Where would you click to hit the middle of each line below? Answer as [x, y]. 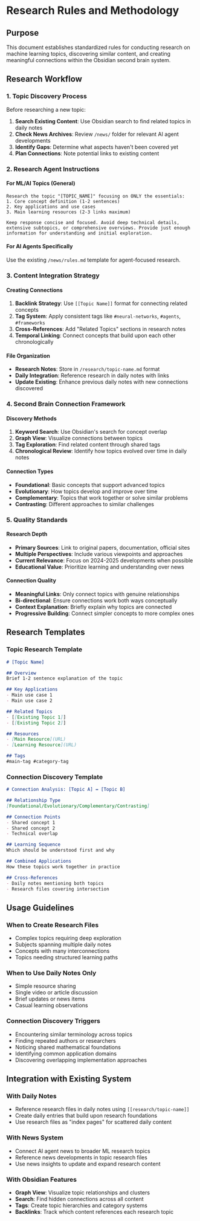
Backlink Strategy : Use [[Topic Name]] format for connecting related [101, 303]
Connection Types [30, 471]
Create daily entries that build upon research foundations [86, 1116]
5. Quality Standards [37, 520]
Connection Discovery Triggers [53, 1021]
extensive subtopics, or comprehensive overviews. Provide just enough [98, 228]
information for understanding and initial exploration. [79, 233]
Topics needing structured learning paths [66, 958]
